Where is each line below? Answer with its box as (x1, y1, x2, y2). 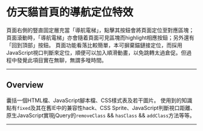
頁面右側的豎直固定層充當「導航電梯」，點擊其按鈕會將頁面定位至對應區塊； (6, 26, 195, 34)
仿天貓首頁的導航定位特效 (6, 5, 134, 19)
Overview (6, 80, 44, 90)
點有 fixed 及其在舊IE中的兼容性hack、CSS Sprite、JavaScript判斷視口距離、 (6, 104, 196, 111)
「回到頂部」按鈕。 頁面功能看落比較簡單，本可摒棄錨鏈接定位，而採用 (6, 41, 182, 49)
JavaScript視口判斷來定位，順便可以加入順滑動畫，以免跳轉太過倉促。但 (6, 49, 187, 56)
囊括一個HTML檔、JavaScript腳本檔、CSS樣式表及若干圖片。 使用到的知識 (6, 97, 193, 104)
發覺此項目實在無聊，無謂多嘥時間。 (16, 56, 107, 64)
